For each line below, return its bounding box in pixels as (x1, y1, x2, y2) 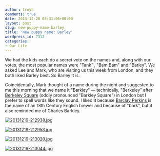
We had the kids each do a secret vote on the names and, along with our (5, 57, 151, 62)
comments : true (5, 12, 36, 17)
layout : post (5, 20, 32, 26)
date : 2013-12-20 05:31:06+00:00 (5, 16, 73, 21)
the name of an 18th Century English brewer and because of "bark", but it (5, 102, 153, 108)
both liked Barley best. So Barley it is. (5, 72, 80, 78)
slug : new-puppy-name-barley (5, 25, 64, 30)
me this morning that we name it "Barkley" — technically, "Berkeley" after (5, 87, 153, 93)
